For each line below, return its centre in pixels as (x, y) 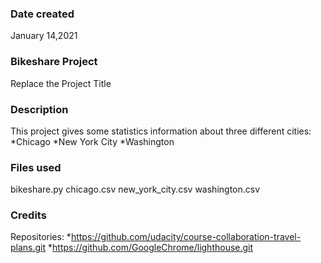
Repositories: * (41, 237)
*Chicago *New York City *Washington (92, 141)
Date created (42, 14)
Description (39, 109)
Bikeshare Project (54, 62)
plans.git (28, 248)
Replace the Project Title (61, 83)
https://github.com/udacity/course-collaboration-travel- (186, 237)
